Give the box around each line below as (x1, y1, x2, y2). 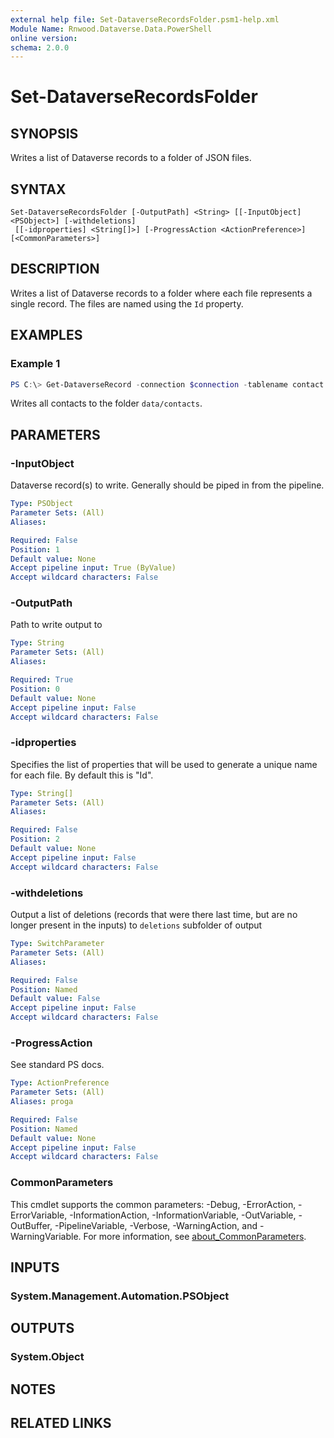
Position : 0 (10, 684, 60, 694)
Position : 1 (10, 544, 60, 555)
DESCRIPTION (10, 261, 100, 278)
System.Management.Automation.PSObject (10, 1289, 230, 1303)
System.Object (10, 1350, 85, 1364)
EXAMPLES (10, 327, 83, 344)
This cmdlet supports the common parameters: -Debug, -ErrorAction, (10, 1198, 297, 1210)
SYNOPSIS (10, 125, 79, 142)
